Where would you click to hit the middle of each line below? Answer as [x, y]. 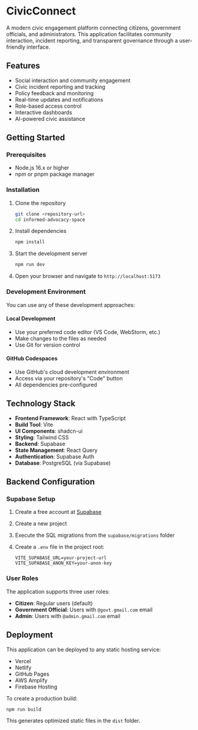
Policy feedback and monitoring [54, 93]
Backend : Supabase [40, 444]
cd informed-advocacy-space [50, 220]
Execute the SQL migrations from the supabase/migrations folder [95, 535]
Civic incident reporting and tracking [60, 87]
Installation [23, 190]
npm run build [24, 709]
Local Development [31, 319]
